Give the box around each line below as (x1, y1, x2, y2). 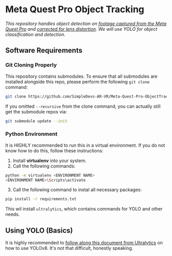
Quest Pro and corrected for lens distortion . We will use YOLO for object (5, 26, 158, 32)
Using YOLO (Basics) (5, 226, 73, 235)
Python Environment (5, 130, 58, 137)
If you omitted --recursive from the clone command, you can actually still (5, 103, 161, 109)
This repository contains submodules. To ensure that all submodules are (5, 73, 158, 79)
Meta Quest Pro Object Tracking (5, 4, 144, 15)
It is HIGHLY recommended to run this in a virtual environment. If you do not (5, 142, 165, 148)
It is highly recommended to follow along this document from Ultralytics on (5, 240, 163, 246)
